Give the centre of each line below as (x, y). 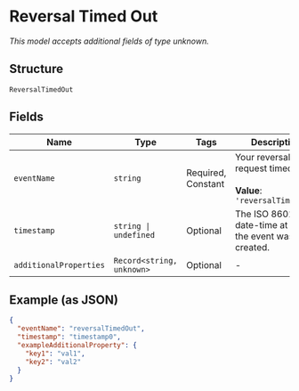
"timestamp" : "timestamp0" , (69, 337)
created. (252, 247)
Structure (36, 69)
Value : (248, 191)
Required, (206, 173)
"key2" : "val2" (53, 362)
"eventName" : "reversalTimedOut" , (81, 329)
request (251, 168)
